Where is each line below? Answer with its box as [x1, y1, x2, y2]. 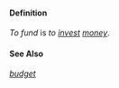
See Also [9, 48, 43, 59]
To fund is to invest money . [9, 27, 110, 38]
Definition [9, 7, 48, 18]
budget [9, 68, 36, 79]
